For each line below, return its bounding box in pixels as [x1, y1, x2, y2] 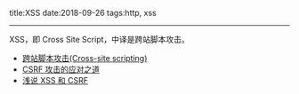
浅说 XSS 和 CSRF [21, 75, 89, 85]
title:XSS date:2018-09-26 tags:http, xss [9, 8, 158, 18]
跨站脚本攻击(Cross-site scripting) [21, 53, 148, 63]
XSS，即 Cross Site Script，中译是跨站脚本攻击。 [9, 35, 190, 44]
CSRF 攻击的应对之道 [21, 64, 101, 74]
